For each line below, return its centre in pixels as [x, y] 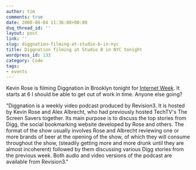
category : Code [25, 60]
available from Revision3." [37, 162]
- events [17, 72]
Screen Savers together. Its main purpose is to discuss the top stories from [96, 118]
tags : [13, 66]
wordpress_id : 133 [28, 55]
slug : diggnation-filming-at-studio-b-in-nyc [62, 45]
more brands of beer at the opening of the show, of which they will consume [98, 137]
